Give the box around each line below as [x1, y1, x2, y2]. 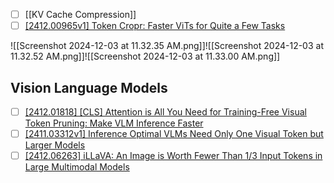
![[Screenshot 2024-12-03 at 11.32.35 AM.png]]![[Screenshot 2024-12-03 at [10, 40, 324, 52]
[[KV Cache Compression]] [24, 9, 137, 20]
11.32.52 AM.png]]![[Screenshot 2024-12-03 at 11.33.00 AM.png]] [10, 50, 281, 63]
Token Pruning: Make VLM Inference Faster [24, 117, 204, 129]
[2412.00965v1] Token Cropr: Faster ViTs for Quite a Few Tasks [24, 20, 286, 32]
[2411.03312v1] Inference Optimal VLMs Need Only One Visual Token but [24, 128, 324, 139]
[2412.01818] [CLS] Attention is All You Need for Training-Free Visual [24, 105, 307, 118]
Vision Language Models [10, 79, 168, 96]
